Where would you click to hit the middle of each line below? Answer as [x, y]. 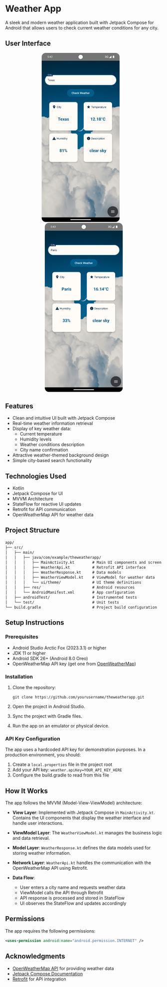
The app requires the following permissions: [50, 931]
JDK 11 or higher [29, 653]
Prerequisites [22, 637]
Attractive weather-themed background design [61, 455]
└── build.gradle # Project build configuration [81, 607]
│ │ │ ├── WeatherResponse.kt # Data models [63, 572]
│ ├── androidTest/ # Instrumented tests [71, 597]
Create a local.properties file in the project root [62, 764]
